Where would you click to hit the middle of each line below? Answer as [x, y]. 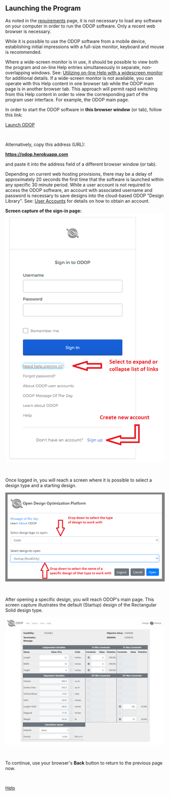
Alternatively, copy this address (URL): [45, 144]
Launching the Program [43, 8]
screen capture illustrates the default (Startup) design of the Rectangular [81, 605]
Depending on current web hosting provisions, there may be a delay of [79, 174]
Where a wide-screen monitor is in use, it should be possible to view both [82, 62]
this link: [14, 115]
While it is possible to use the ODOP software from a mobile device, [76, 41]
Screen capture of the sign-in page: [44, 211]
